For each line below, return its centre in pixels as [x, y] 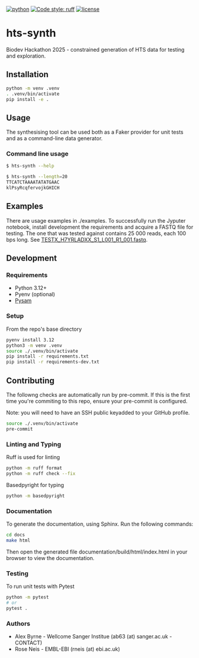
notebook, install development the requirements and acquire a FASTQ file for [100, 227]
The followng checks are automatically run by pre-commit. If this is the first [98, 394]
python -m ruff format [34, 468]
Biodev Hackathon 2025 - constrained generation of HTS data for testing [95, 49]
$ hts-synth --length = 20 [37, 177]
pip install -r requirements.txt [48, 356]
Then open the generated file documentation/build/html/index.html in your [97, 552]
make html [18, 540]
